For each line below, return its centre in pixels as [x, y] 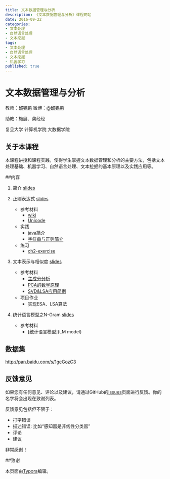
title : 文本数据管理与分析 [30, 10]
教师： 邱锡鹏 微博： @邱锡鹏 [35, 108]
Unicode [36, 220]
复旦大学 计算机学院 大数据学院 [37, 129]
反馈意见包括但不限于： [30, 409]
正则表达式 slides [31, 198]
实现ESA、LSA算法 [47, 303]
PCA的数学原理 [43, 285]
